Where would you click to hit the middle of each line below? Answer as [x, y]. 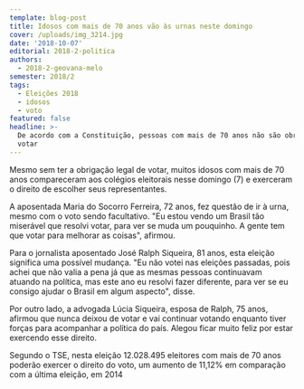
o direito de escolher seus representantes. [88, 189]
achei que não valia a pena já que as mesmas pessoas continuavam [136, 271]
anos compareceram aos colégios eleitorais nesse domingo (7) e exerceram [151, 179]
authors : [26, 60]
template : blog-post [48, 18]
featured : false [40, 119]
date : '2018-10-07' [46, 43]
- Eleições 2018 [48, 93]
